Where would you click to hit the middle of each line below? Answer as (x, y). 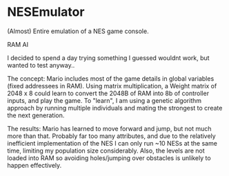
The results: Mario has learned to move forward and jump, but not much (109, 128)
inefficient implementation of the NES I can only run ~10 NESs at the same (112, 143)
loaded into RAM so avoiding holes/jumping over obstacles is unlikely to (109, 158)
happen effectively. (34, 165)
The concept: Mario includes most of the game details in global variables (111, 78)
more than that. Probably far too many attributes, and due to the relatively (111, 136)
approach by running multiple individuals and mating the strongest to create (115, 108)
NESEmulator (46, 12)
